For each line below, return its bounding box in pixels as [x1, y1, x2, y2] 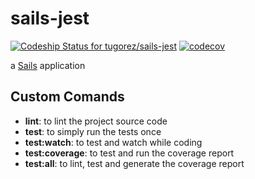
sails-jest [10, 7, 90, 30]
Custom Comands [10, 88, 125, 106]
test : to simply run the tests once [24, 125, 162, 137]
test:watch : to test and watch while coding [24, 136, 203, 148]
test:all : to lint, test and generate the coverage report [24, 157, 245, 169]
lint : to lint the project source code [24, 115, 168, 127]
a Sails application [10, 59, 86, 71]
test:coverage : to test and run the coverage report [24, 147, 235, 159]
